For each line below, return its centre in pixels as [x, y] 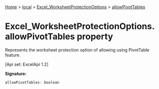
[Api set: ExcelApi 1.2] [27, 64]
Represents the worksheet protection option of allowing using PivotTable [77, 50]
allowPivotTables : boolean [32, 82]
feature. [13, 55]
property [95, 37]
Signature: [16, 74]
